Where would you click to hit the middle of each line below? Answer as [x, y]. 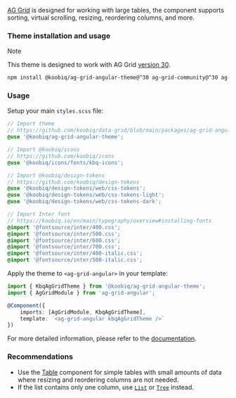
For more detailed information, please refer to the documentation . [102, 339]
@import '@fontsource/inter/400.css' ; [64, 227]
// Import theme [31, 124]
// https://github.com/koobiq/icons [61, 156]
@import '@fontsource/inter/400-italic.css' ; [75, 253]
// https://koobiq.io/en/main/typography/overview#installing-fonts [110, 221]
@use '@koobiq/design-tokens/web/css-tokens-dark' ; [84, 202]
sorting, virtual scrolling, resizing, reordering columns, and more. [101, 18]
